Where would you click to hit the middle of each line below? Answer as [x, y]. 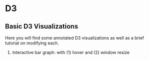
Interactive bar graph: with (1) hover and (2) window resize [71, 52]
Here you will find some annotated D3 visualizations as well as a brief [75, 38]
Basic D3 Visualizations [42, 26]
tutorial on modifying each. [32, 43]
